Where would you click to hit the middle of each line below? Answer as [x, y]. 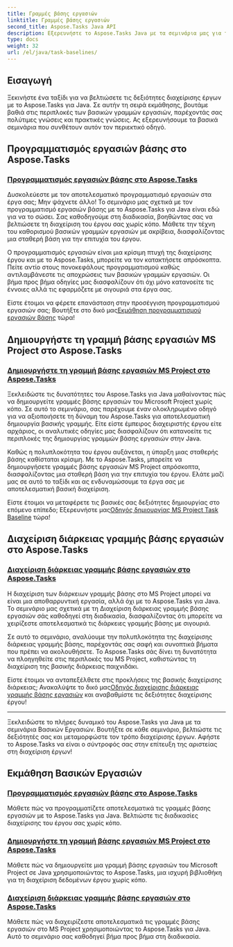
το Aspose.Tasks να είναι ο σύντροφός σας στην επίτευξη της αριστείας [112, 744]
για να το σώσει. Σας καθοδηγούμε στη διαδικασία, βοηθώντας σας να [110, 217]
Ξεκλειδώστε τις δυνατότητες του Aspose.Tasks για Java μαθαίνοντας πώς [116, 395]
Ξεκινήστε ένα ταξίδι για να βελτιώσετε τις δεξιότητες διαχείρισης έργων [114, 97]
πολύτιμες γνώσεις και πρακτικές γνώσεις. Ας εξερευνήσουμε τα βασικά [113, 120]
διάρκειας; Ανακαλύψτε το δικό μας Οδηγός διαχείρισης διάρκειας [103, 687]
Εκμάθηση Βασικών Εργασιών [75, 773]
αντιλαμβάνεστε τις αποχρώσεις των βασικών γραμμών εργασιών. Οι [109, 275]
